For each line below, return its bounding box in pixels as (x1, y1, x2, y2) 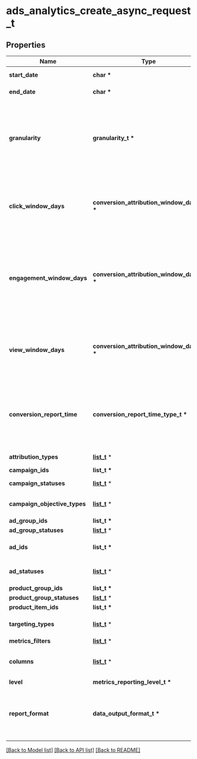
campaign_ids (9, 466, 49, 474)
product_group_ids (9, 584, 63, 592)
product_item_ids (9, 603, 59, 611)
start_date (9, 71, 39, 79)
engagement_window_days (9, 274, 87, 282)
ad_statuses (9, 567, 44, 575)
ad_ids (9, 543, 28, 551)
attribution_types (9, 453, 59, 461)
